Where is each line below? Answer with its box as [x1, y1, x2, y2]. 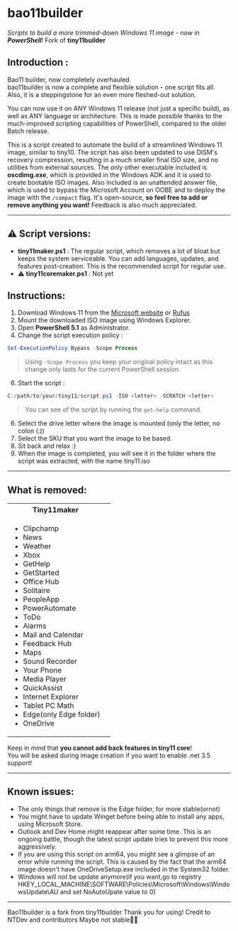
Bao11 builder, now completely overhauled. [7, 75, 132, 84]
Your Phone [23, 665, 62, 675]
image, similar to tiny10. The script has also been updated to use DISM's [7, 147, 218, 157]
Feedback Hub [23, 638, 72, 648]
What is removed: [7, 484, 87, 496]
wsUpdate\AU [17, 887, 59, 896]
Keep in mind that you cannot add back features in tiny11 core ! [7, 743, 193, 752]
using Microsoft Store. [17, 820, 83, 828]
